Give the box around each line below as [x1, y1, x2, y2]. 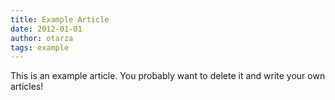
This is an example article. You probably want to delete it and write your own [10, 70, 326, 82]
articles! [10, 81, 44, 93]
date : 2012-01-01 [10, 24, 83, 34]
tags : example [10, 42, 70, 53]
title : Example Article [10, 14, 110, 25]
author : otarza [10, 33, 74, 43]
